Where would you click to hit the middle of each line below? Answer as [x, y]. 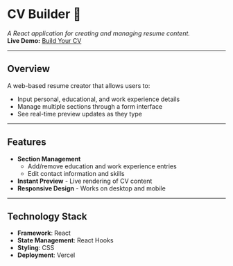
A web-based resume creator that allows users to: [79, 85]
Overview [29, 69]
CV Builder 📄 [44, 14]
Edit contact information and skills [76, 173]
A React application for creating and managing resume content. [99, 33]
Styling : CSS [36, 248]
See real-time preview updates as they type [79, 114]
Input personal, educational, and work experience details [98, 99]
